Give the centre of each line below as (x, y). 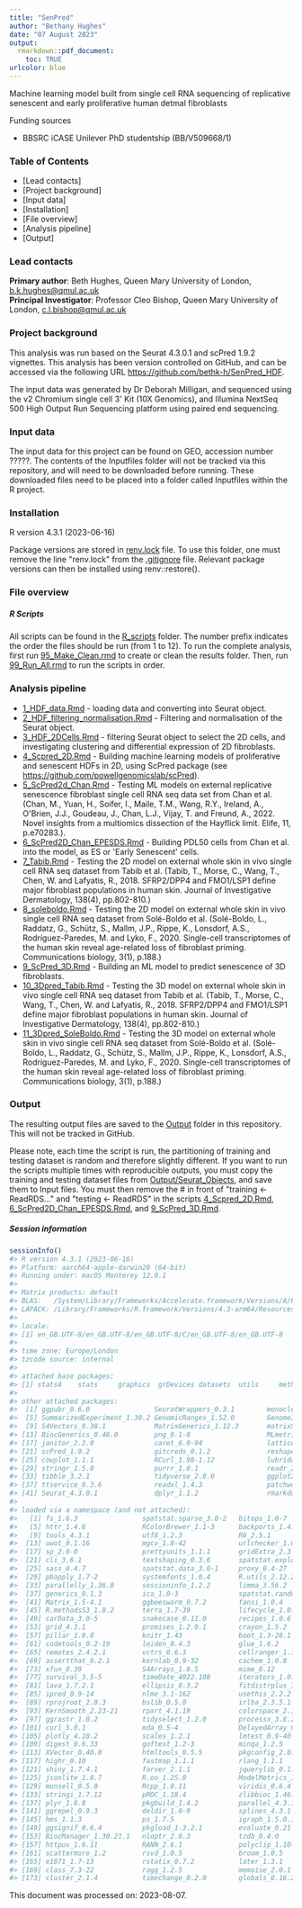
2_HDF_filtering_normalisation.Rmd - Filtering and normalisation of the (152, 717)
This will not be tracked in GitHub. (72, 1133)
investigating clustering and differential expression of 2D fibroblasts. (149, 746)
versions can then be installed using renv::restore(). (105, 569)
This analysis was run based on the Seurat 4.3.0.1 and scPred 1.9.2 (133, 353)
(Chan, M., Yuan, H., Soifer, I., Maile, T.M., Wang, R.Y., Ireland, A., (143, 804)
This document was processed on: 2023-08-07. (98, 1895)
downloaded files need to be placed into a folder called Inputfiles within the (149, 480)
